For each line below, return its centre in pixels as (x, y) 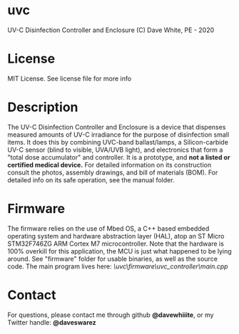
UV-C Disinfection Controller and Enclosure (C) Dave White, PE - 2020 (111, 30)
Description (43, 107)
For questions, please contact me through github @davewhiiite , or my (111, 315)
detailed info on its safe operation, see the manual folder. (91, 179)
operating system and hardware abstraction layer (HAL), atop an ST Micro (116, 236)
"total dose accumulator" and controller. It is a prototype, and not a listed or (119, 157)
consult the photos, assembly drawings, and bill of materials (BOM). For (113, 172)
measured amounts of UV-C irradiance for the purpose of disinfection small (118, 135)
